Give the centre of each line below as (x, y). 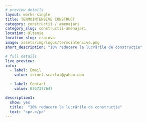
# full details (21, 56)
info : (11, 66)
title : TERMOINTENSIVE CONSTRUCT (40, 19)
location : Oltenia (24, 33)
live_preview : (20, 61)
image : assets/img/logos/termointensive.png (52, 43)
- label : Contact (28, 84)
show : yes (20, 102)
